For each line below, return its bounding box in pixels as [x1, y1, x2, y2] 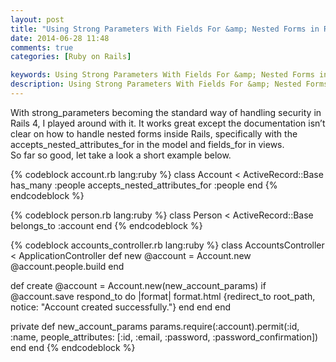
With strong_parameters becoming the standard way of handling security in [10, 106, 322, 118]
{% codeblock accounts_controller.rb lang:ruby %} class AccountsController [10, 239, 325, 251]
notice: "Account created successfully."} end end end [10, 301, 231, 313]
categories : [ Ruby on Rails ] [10, 52, 132, 62]
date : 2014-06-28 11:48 [10, 33, 110, 43]
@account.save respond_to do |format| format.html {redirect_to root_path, [10, 290, 316, 302]
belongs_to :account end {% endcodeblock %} [10, 219, 203, 231]
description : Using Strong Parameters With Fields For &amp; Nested [10, 79, 302, 90]
